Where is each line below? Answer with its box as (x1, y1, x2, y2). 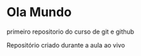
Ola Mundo (6, 4, 72, 20)
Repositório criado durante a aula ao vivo (6, 41, 126, 49)
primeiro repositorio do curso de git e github (6, 27, 135, 36)
